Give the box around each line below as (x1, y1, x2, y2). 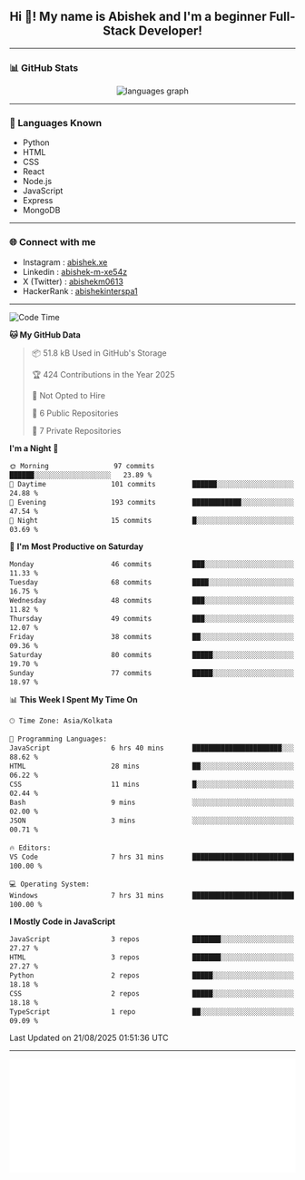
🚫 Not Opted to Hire (31, 389, 106, 400)
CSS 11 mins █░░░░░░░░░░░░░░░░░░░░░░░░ (9, 780, 295, 789)
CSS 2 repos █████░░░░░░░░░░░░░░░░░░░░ (9, 988, 295, 998)
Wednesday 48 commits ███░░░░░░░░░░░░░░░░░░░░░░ (9, 595, 295, 605)
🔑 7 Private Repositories (31, 425, 122, 436)
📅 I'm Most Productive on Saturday (9, 541, 143, 552)
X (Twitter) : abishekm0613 (22, 276, 124, 287)
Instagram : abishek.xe (22, 256, 108, 268)
